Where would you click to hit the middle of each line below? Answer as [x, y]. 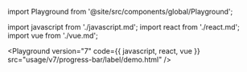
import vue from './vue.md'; [53, 36]
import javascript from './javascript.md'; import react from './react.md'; [124, 27]
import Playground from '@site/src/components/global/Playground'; [120, 12]
